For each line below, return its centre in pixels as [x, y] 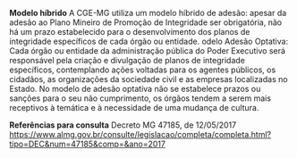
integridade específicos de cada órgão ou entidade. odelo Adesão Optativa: [149, 41]
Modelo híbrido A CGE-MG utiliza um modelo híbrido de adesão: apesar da [148, 13]
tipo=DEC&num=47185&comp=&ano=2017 [87, 144]
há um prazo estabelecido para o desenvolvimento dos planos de [130, 32]
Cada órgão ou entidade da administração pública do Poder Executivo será [148, 51]
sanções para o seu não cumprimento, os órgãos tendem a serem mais [140, 98]
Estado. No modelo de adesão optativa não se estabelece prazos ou [135, 89]
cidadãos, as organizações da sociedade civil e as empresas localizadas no [148, 79]
